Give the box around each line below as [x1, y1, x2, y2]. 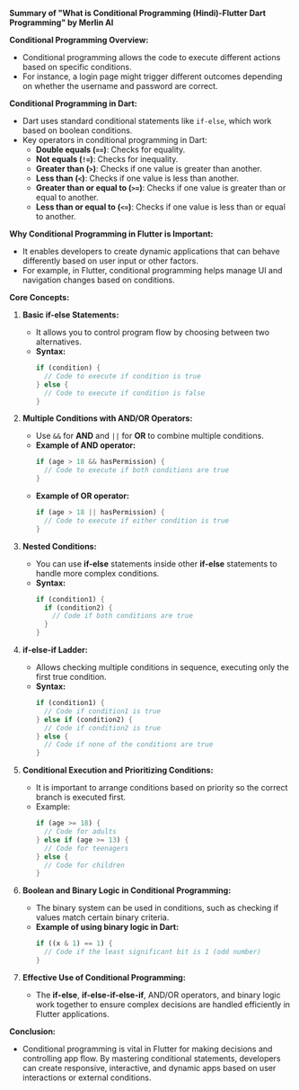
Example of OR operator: [35, 490, 130, 501]
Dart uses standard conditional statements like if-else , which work [22, 116, 272, 126]
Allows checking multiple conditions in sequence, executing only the [35, 662, 289, 673]
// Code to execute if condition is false [43, 389, 206, 398]
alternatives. [35, 336, 83, 347]
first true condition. [35, 672, 107, 682]
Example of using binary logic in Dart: [35, 922, 180, 933]
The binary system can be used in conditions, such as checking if [35, 903, 279, 914]
